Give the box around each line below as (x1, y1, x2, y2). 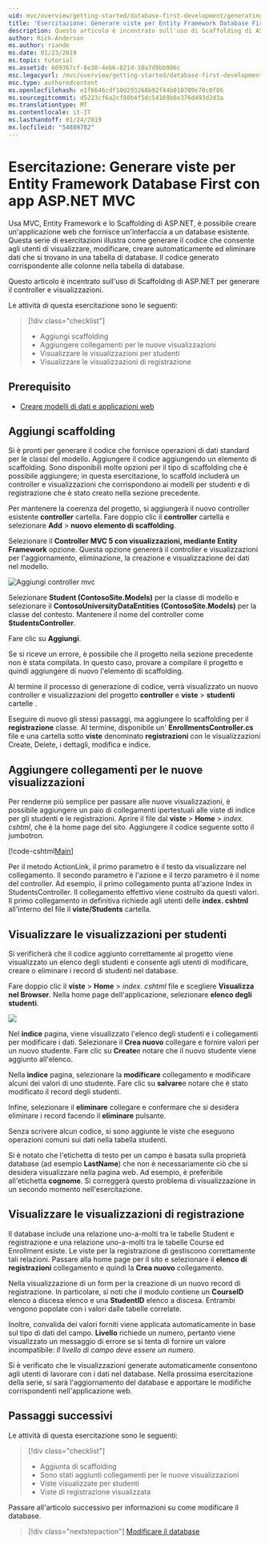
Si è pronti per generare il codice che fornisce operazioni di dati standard (8, 446, 250, 455)
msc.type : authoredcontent (8, 78, 98, 86)
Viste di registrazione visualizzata (39, 1486, 151, 1497)
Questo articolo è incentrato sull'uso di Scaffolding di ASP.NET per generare (8, 276, 260, 286)
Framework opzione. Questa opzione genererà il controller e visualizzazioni (8, 545, 259, 555)
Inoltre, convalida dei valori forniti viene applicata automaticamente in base (8, 1319, 256, 1329)
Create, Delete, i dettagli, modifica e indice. (8, 740, 151, 749)
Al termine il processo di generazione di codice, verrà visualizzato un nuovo (8, 682, 259, 692)
